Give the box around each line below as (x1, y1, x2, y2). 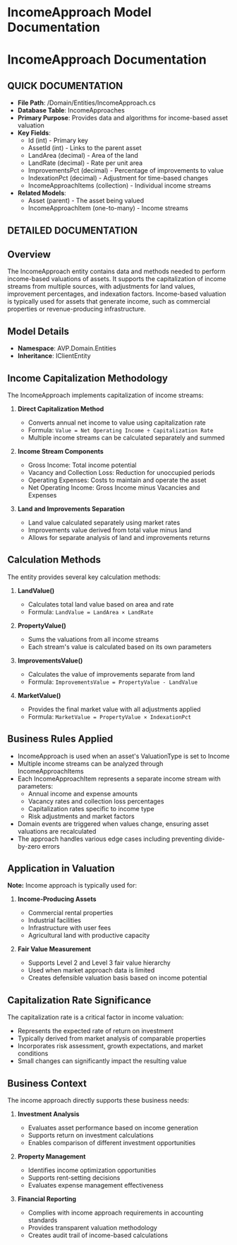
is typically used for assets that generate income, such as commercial (7, 297, 210, 306)
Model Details (7, 325, 69, 337)
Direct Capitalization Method (17, 405, 104, 413)
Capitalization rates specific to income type (28, 804, 154, 813)
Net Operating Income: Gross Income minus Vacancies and (28, 483, 200, 492)
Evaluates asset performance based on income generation (28, 1123, 199, 1132)
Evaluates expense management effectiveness (28, 1181, 164, 1190)
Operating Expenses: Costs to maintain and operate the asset (28, 476, 207, 485)
